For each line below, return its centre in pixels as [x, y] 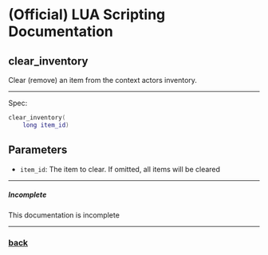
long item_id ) [46, 125]
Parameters [38, 150]
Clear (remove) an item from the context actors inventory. [103, 80]
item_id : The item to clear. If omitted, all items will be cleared [120, 169]
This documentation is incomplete [64, 215]
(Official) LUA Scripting [87, 15]
